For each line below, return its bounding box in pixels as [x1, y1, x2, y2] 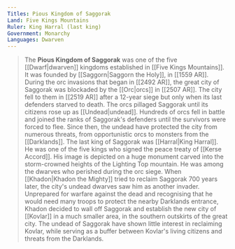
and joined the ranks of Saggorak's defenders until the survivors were [24, 115, 226, 123]
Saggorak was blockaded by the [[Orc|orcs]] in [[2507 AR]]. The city [24, 86, 222, 94]
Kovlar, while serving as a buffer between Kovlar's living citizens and [24, 227, 222, 236]
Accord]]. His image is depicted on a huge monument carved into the [24, 152, 224, 161]
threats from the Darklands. [24, 234, 104, 243]
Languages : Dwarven [7, 36, 64, 43]
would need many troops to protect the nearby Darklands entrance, [24, 197, 219, 206]
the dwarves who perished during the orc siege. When [24, 168, 182, 176]
